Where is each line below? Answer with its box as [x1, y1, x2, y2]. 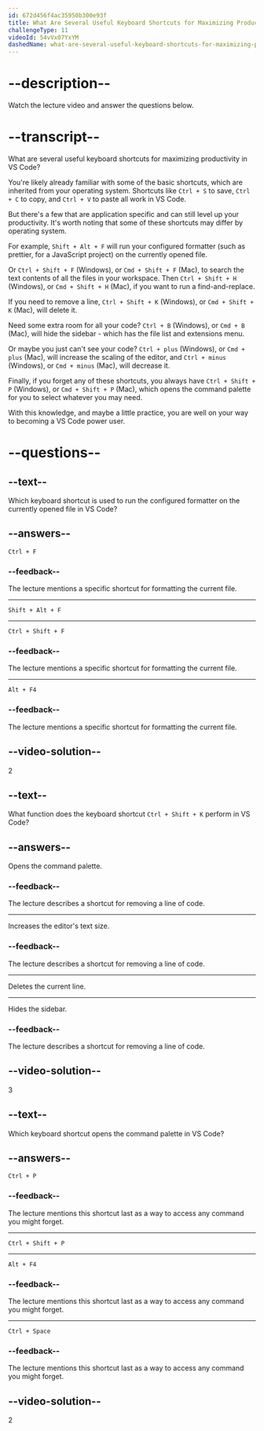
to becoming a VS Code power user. [8, 416, 126, 425]
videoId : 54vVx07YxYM [8, 33, 79, 42]
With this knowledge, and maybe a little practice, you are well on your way [8, 408, 249, 417]
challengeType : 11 [8, 26, 68, 34]
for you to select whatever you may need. [8, 393, 143, 402]
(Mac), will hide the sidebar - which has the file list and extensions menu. [8, 329, 245, 338]
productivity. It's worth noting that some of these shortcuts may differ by [8, 218, 244, 227]
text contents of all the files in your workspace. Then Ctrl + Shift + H [8, 273, 237, 283]
